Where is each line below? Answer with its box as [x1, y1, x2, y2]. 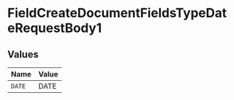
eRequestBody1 [7, 20, 102, 36]
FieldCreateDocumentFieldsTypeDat [7, 5, 227, 21]
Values [7, 48, 39, 60]
